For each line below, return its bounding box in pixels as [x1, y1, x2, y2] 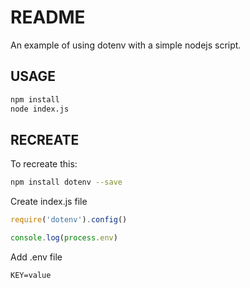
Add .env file [10, 251, 63, 263]
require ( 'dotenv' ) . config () [10, 215, 128, 225]
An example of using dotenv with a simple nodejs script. [10, 39, 242, 51]
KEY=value [10, 270, 52, 280]
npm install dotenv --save [10, 177, 123, 188]
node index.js [10, 104, 70, 114]
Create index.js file [10, 196, 88, 208]
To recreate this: [10, 158, 78, 170]
